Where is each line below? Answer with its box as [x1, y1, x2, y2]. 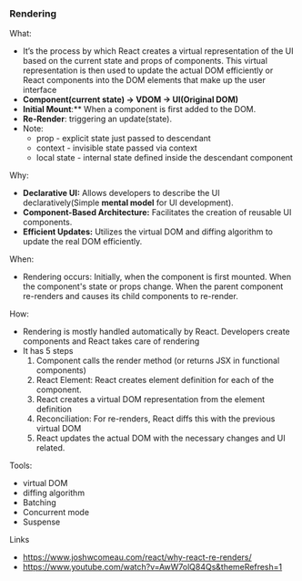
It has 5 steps [22, 346, 74, 357]
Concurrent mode [22, 507, 89, 518]
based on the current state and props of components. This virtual [22, 56, 268, 67]
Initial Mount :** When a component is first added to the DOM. [22, 104, 257, 115]
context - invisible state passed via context [35, 142, 197, 153]
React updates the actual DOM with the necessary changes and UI [35, 432, 286, 444]
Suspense [22, 516, 61, 527]
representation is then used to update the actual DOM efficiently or [22, 65, 274, 76]
